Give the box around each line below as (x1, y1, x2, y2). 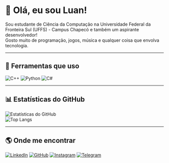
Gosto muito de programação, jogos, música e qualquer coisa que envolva (5, 37, 159, 43)
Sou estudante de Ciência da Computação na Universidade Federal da (5, 21, 151, 27)
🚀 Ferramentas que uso (5, 62, 79, 70)
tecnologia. (5, 42, 29, 48)
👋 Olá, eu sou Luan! (5, 5, 87, 16)
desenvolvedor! (5, 32, 38, 38)
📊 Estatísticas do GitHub (5, 95, 85, 104)
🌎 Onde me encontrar (5, 136, 76, 145)
